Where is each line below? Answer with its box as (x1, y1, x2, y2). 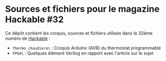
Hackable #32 (5, 14, 64, 25)
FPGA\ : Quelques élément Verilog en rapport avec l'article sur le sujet (12, 50, 154, 56)
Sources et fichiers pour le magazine (5, 3, 160, 15)
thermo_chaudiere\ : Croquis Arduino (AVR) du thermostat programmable (12, 45, 161, 51)
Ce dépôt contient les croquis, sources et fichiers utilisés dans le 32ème (5, 30, 153, 36)
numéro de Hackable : (5, 35, 51, 41)
